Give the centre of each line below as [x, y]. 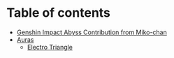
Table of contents [59, 13]
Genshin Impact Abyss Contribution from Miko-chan [92, 32]
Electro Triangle [50, 47]
